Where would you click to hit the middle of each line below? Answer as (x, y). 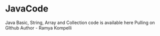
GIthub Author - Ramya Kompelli (38, 27)
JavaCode (27, 9)
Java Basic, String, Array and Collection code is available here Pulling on (80, 22)
